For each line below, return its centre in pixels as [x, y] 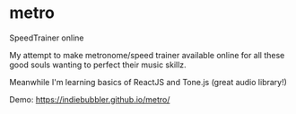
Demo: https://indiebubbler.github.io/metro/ [90, 99]
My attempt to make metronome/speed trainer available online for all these [147, 55]
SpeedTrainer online [47, 38]
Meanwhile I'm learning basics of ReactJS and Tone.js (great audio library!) [148, 82]
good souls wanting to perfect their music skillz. [98, 65]
